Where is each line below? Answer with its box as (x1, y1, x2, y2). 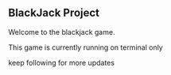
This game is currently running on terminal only (8, 43, 163, 52)
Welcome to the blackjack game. (8, 27, 115, 36)
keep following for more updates (8, 58, 115, 67)
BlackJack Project (8, 6, 100, 20)
